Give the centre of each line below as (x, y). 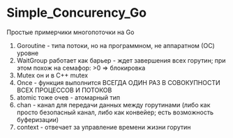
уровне (28, 53)
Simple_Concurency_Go (77, 13)
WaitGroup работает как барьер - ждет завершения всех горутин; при (121, 60)
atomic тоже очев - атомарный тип (68, 97)
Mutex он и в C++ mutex (52, 75)
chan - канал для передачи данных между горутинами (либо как (113, 105)
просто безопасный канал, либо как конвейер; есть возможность (115, 112)
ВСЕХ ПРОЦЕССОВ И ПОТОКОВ (64, 90)
